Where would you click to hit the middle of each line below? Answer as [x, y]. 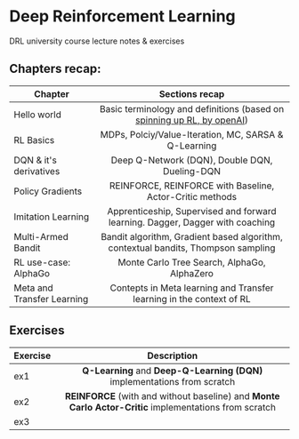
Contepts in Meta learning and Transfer [192, 288]
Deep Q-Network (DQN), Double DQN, [192, 160]
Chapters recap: [55, 69]
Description [173, 355]
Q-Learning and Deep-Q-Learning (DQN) [173, 371]
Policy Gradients [48, 191]
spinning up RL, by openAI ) [192, 120]
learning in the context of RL [192, 299]
